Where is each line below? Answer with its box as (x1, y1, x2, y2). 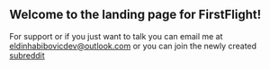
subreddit (9, 49, 45, 61)
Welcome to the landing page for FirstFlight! (9, 7, 262, 22)
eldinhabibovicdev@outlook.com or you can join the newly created (9, 40, 257, 51)
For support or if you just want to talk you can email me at (9, 30, 223, 41)
